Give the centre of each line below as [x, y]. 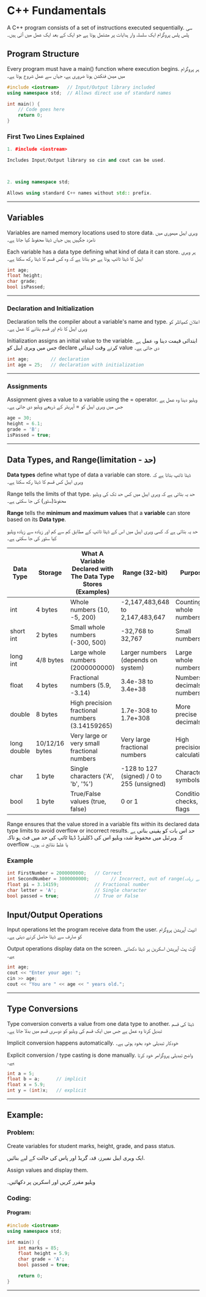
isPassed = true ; [29, 435]
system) [132, 668]
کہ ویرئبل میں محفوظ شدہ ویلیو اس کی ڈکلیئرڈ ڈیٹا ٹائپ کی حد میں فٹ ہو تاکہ [95, 837]
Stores [93, 584]
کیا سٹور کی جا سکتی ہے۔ [32, 538]
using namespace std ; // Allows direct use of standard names [89, 93]
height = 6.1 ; [25, 424]
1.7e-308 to [139, 711]
